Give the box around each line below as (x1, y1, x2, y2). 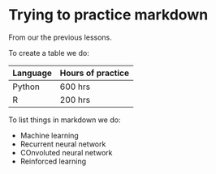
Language (12, 67, 53, 79)
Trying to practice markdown (8, 6, 209, 24)
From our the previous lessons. (8, 32, 112, 42)
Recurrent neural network (19, 139, 106, 149)
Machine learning (19, 130, 79, 140)
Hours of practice (59, 67, 130, 79)
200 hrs (59, 94, 91, 105)
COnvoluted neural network (19, 147, 113, 157)
